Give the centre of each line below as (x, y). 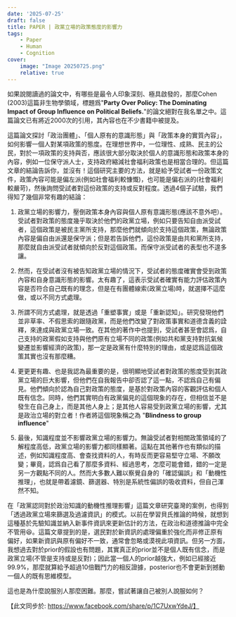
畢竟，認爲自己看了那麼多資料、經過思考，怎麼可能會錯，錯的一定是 (128, 464)
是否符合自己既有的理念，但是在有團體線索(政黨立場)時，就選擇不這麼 (125, 288)
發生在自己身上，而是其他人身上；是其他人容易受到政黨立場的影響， (116, 406)
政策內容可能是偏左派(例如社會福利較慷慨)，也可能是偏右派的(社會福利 (121, 179)
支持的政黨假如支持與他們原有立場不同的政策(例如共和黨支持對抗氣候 (123, 338)
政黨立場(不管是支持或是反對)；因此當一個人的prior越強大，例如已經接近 (112, 558)
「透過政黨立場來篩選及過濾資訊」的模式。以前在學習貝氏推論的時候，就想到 (118, 514)
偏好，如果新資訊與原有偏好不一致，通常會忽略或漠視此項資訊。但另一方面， (118, 540)
